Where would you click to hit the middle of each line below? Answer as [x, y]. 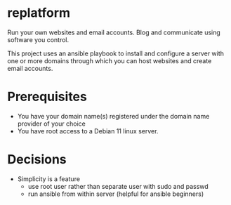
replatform [39, 13]
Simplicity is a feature [49, 179]
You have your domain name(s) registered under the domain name [113, 116]
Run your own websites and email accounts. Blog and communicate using [114, 32]
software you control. [38, 39]
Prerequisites [47, 97]
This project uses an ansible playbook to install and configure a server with [116, 53]
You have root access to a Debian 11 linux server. [88, 131]
